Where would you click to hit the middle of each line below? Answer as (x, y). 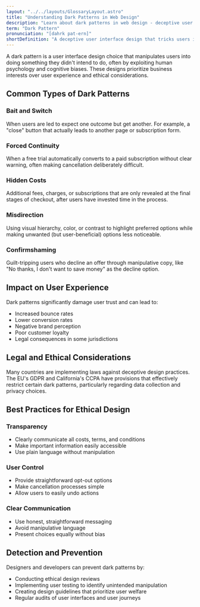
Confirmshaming (31, 249)
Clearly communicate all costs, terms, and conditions (80, 439)
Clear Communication (39, 508)
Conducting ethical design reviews (57, 578)
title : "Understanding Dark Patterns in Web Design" (73, 17)
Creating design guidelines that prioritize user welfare (81, 591)
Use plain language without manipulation (65, 452)
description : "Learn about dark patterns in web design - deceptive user (100, 23)
